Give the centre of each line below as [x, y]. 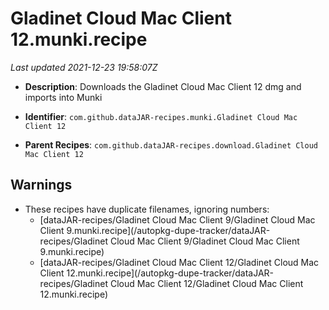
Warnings [41, 185]
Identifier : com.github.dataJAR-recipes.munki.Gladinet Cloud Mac [161, 116]
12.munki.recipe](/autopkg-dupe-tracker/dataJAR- [170, 273]
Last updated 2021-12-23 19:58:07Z [84, 67]
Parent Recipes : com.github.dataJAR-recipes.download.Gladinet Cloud [171, 144]
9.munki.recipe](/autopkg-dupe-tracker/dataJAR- [168, 230]
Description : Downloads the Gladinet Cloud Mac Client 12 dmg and [163, 86]
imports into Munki [63, 97]
